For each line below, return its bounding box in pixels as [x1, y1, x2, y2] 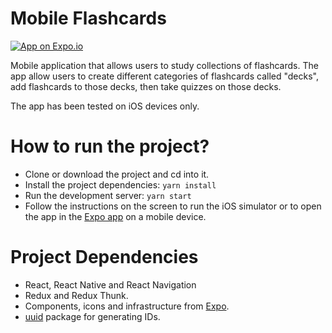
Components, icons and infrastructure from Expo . [24, 300, 230, 312]
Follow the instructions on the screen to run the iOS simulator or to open [24, 200, 322, 212]
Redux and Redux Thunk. [24, 289, 129, 301]
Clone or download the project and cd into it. [24, 168, 210, 180]
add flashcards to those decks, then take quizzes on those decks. [10, 80, 282, 92]
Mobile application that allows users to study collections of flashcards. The [10, 59, 319, 71]
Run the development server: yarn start [24, 189, 192, 201]
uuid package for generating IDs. [24, 310, 161, 322]
